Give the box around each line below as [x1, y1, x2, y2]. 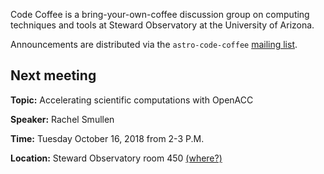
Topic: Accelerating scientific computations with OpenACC [10, 94, 254, 106]
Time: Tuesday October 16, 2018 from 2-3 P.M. [10, 132, 205, 144]
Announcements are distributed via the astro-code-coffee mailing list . [10, 39, 298, 50]
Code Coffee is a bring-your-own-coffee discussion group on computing [10, 9, 310, 20]
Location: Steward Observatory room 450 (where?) [10, 152, 223, 164]
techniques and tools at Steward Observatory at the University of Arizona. [10, 19, 315, 31]
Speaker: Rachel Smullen [10, 113, 115, 125]
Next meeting [10, 67, 97, 84]
